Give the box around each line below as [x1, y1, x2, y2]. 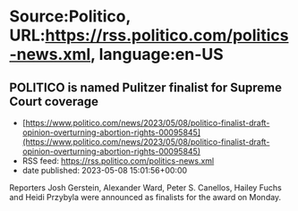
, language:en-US [90, 45, 224, 64]
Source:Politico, [9, 6, 132, 27]
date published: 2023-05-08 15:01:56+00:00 [21, 165, 188, 175]
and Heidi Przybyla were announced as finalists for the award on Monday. [9, 192, 282, 202]
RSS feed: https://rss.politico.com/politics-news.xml [21, 156, 215, 166]
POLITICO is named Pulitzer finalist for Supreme [9, 80, 283, 95]
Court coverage [9, 94, 98, 109]
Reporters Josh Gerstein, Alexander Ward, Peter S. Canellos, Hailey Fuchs [9, 182, 282, 193]
